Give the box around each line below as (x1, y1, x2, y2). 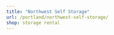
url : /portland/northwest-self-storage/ (6, 14, 109, 20)
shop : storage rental (6, 20, 61, 26)
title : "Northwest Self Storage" (6, 8, 90, 15)
